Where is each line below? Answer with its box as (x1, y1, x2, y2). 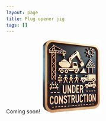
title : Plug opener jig (6, 15, 65, 22)
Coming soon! (6, 108, 40, 115)
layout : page (6, 9, 38, 15)
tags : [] (6, 22, 28, 28)
